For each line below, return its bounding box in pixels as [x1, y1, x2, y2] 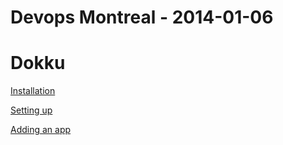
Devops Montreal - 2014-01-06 [10, 6, 274, 29]
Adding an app [10, 124, 72, 136]
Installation [10, 85, 56, 97]
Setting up [10, 104, 53, 116]
